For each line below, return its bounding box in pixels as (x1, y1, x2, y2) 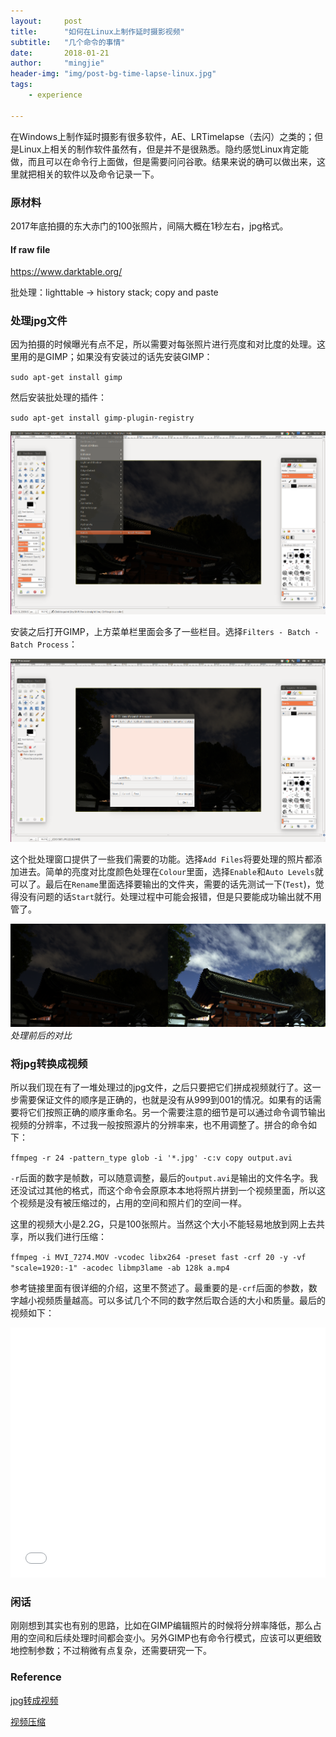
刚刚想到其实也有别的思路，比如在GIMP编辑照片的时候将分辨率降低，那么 (10, 1620, 313, 1632)
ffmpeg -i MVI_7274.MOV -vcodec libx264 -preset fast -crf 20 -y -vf (10, 1253, 307, 1263)
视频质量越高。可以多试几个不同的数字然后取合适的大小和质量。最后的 (36, 1295, 326, 1307)
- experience (28, 90, 83, 100)
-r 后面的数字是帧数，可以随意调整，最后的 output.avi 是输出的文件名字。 (10, 1172, 310, 1184)
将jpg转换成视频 (10, 1056, 88, 1070)
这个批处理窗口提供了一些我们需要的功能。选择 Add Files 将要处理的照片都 (10, 853, 314, 865)
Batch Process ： (10, 638, 78, 650)
